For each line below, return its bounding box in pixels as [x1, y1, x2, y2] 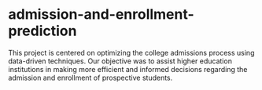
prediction [8, 22, 77, 40]
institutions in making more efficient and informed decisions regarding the [8, 64, 248, 74]
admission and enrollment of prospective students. [8, 73, 173, 82]
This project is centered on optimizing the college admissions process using [8, 48, 255, 57]
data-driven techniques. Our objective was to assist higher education [8, 56, 232, 66]
